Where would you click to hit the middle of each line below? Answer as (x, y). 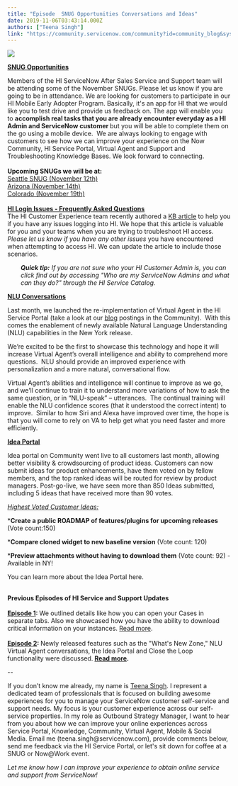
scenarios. (23, 254)
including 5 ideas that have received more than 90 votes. (90, 493)
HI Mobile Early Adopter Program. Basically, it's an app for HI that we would (118, 103)
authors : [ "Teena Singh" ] (45, 27)
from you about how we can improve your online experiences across (107, 724)
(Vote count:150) (32, 528)
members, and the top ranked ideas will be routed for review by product (112, 478)
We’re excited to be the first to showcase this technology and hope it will (113, 347)
